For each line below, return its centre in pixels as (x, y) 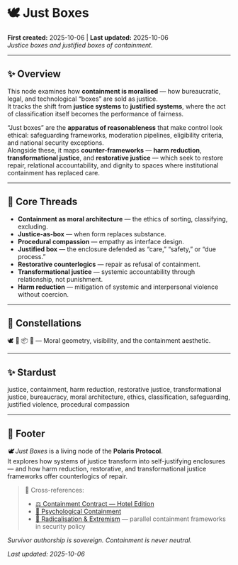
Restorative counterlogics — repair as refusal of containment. (109, 264)
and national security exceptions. (56, 143)
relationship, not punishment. (60, 279)
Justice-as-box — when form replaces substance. (92, 234)
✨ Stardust (32, 372)
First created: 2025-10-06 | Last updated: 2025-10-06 (88, 37)
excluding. (33, 226)
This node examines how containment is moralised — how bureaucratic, (114, 91)
